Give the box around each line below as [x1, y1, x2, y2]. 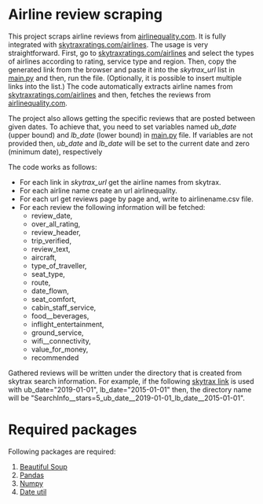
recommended [31, 352, 79, 362]
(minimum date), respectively [8, 147, 103, 156]
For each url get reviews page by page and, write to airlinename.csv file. [19, 194, 254, 204]
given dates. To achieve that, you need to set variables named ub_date [8, 122, 237, 131]
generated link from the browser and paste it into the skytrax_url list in [8, 64, 236, 74]
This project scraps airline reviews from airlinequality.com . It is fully [8, 31, 226, 41]
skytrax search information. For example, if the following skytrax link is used [8, 376, 254, 386]
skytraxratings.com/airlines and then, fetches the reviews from [8, 90, 211, 99]
